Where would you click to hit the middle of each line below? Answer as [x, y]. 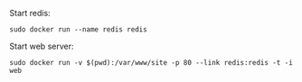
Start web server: [42, 46]
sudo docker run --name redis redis [78, 30]
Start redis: [30, 13]
